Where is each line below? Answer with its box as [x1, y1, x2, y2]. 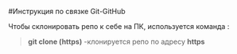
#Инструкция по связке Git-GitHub [8, 7, 126, 16]
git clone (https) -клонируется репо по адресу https [27, 37, 205, 46]
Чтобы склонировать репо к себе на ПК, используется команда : [8, 22, 230, 31]
